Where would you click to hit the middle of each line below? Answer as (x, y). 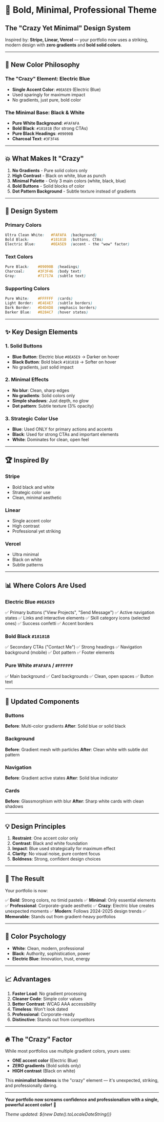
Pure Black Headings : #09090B (42, 133)
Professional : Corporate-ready (43, 1014)
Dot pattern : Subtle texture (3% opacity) (53, 406)
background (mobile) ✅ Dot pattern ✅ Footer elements (60, 652)
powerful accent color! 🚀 (31, 1105)
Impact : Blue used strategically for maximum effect (64, 849)
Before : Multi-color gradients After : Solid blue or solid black (65, 726)
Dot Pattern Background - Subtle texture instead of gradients (74, 191)
